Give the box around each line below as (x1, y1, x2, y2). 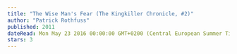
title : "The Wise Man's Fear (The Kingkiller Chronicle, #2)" (7, 10, 194, 18)
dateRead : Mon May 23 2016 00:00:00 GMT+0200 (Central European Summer (7, 29, 222, 37)
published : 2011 (7, 23, 55, 30)
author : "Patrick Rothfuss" (7, 17, 90, 24)
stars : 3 (7, 36, 33, 43)
